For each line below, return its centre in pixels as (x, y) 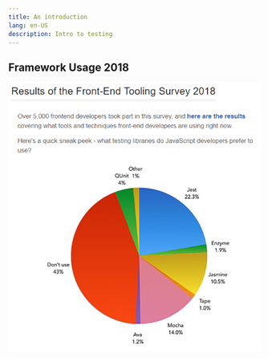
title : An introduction (48, 17)
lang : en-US (28, 25)
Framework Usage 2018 (69, 67)
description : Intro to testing (61, 34)
